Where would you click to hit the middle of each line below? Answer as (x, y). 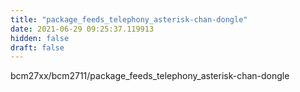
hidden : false (40, 38)
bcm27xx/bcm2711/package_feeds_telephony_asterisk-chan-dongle (150, 76)
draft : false (37, 47)
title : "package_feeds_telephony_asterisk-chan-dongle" (129, 19)
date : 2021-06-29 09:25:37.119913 (82, 29)
